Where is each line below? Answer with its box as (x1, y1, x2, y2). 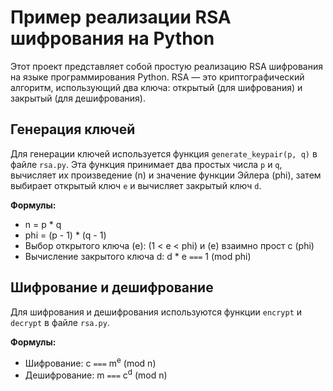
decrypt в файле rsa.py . (10, 316, 110, 328)
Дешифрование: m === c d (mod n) (24, 367, 168, 381)
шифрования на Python (10, 27, 215, 50)
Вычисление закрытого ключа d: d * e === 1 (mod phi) (24, 250, 252, 262)
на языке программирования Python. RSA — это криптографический (10, 71, 305, 83)
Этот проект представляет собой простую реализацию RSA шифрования (10, 60, 323, 72)
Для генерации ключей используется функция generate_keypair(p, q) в (10, 147, 318, 160)
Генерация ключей (10, 121, 136, 138)
